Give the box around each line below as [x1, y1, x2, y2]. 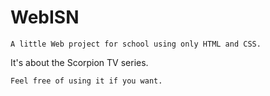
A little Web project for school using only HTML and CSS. [10, 39, 262, 49]
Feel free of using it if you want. [10, 76, 163, 86]
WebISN [10, 6, 80, 29]
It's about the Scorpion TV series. [10, 56, 149, 68]
